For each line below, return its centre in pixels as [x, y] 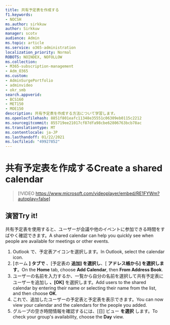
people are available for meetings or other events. [57, 241]
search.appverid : [24, 95]
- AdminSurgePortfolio [29, 80]
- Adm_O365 [17, 71]
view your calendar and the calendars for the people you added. [80, 305]
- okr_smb [16, 90]
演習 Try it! [22, 216]
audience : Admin [22, 38]
